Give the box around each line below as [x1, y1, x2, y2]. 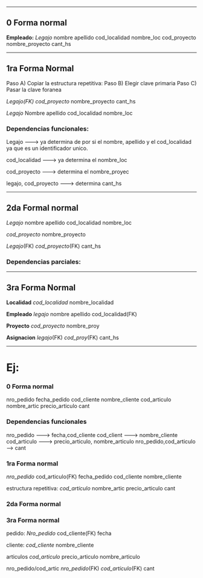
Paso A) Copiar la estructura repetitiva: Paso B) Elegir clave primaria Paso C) [6, 79, 197, 86]
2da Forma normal [6, 499, 62, 508]
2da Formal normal [6, 203, 79, 213]
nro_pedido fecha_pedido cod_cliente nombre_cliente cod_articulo [6, 396, 172, 403]
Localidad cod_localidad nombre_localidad [6, 299, 114, 306]
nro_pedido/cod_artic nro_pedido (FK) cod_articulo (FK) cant [6, 565, 155, 572]
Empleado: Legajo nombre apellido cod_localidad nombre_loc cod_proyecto [6, 34, 196, 41]
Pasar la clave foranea [6, 86, 62, 93]
